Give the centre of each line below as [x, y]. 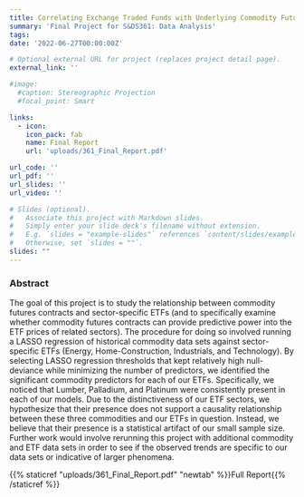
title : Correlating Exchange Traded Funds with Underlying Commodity [143, 18]
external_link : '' [44, 68]
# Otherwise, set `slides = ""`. [76, 243]
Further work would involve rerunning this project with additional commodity [152, 438]
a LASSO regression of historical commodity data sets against [125, 342]
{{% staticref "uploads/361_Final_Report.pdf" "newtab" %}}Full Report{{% [148, 475]
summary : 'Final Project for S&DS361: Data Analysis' [113, 26]
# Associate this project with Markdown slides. [107, 218]
